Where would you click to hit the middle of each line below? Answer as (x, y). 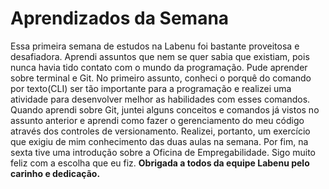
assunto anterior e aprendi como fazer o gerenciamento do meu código (157, 120)
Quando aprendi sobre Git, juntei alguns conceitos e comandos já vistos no (165, 109)
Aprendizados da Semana (120, 18)
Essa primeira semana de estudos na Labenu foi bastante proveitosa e (155, 46)
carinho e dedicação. (55, 173)
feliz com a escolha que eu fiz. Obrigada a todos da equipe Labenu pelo (160, 163)
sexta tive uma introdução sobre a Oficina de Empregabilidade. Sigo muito (163, 152)
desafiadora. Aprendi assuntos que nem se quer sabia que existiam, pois (160, 56)
